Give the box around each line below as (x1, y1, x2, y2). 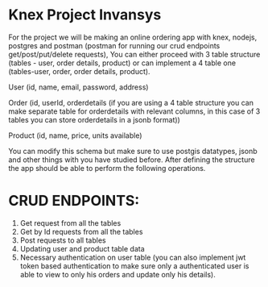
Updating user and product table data (19, 243, 145, 253)
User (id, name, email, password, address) (8, 82, 149, 92)
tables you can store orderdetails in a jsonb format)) (8, 114, 181, 124)
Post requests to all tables (19, 235, 106, 245)
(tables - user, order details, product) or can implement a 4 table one (8, 58, 236, 68)
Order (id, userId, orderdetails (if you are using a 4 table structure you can (8, 98, 254, 107)
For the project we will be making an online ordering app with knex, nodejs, (8, 32, 258, 42)
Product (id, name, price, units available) (8, 131, 142, 140)
